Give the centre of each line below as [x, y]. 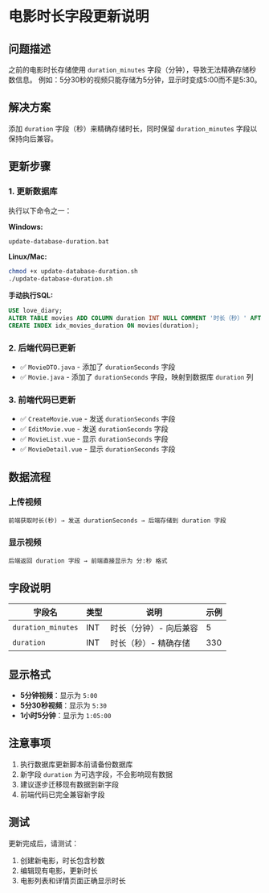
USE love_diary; [35, 311]
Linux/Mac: [28, 257]
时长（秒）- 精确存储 [150, 643]
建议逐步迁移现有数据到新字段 [69, 784]
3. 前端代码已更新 [42, 400]
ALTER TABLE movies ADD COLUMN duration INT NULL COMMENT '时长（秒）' [128, 318]
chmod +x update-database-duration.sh [73, 272]
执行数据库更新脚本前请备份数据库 [76, 764]
